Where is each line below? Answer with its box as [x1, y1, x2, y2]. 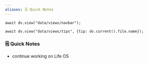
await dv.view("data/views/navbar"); [5, 20, 81, 25]
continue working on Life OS [12, 53, 69, 59]
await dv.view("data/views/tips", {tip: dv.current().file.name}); [5, 29, 144, 34]
